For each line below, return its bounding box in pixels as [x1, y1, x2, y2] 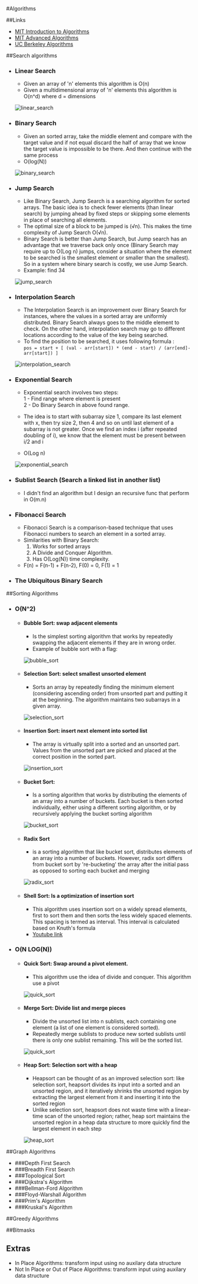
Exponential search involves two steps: [23, 389, 119, 396]
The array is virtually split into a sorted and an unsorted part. [32, 740, 180, 747]
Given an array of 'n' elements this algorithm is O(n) [23, 80, 150, 88]
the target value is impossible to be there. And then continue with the [23, 145, 192, 152]
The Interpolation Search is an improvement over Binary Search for [23, 306, 187, 313]
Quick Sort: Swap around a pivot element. [23, 960, 128, 967]
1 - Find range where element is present [23, 395, 121, 402]
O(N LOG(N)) [14, 945, 52, 954]
